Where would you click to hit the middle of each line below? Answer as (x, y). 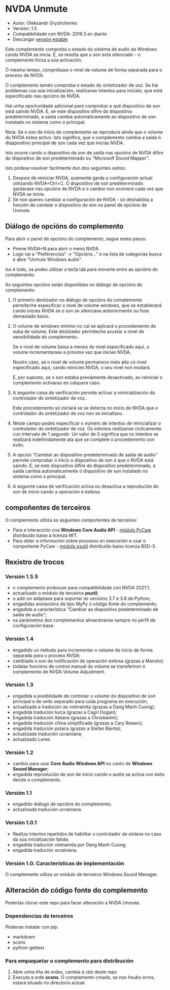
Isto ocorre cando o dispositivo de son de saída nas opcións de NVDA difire (84, 152)
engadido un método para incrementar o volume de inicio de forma (83, 650)
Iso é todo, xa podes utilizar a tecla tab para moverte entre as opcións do (82, 269)
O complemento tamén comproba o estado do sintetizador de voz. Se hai (82, 85)
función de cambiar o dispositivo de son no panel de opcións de (80, 205)
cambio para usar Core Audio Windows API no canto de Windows (82, 764)
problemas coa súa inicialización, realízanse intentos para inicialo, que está (84, 90)
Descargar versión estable (40, 39)
